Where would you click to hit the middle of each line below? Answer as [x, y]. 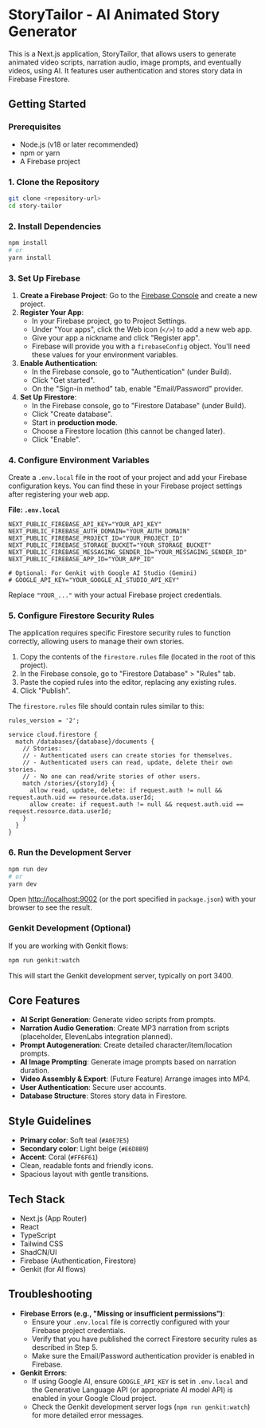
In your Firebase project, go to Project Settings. [109, 321]
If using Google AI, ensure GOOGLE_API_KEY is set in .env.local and [140, 1381]
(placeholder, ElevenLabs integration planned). [96, 1037]
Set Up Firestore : [48, 397]
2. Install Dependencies [55, 226]
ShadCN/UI [38, 1253]
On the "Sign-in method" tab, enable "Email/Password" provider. [137, 388]
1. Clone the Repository [54, 182]
